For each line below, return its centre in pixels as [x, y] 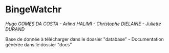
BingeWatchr [34, 10]
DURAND [15, 29]
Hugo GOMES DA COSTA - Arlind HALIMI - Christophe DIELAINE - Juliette [83, 24]
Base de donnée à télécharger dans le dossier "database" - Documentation [84, 39]
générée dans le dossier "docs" [39, 44]
